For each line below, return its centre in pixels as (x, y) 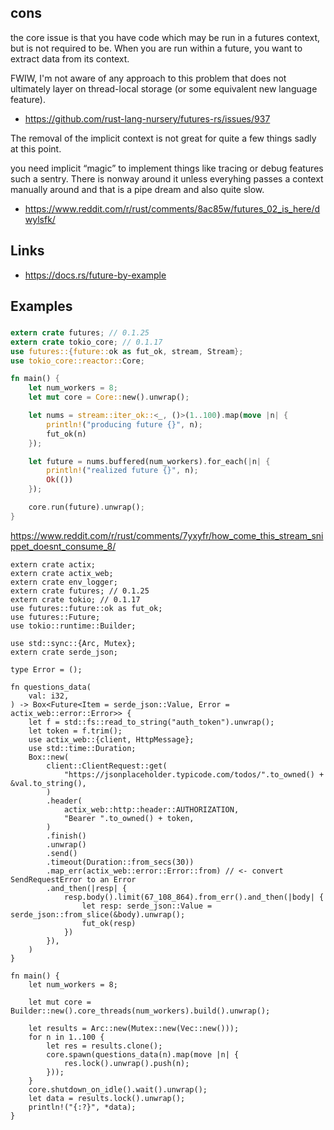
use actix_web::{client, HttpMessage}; (111, 739)
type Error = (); (46, 669)
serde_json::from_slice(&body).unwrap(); (98, 914)
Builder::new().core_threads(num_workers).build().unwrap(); (140, 1011)
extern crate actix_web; (62, 573)
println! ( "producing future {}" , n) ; (124, 424)
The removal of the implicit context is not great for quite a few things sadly (163, 138)
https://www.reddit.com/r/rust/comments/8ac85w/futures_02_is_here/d (172, 208)
